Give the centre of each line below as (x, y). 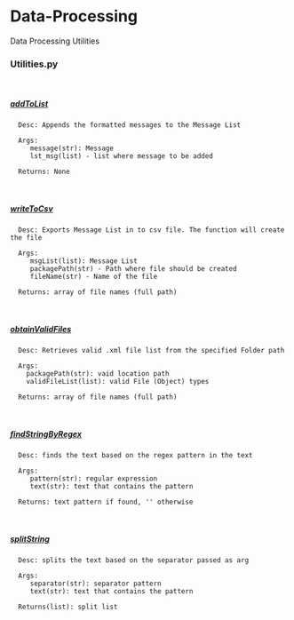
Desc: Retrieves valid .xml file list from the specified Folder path (151, 351)
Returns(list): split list (68, 607)
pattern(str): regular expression (94, 479)
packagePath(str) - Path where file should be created (134, 269)
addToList (29, 103)
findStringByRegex (46, 433)
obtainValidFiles (41, 329)
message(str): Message (72, 148)
